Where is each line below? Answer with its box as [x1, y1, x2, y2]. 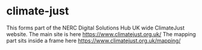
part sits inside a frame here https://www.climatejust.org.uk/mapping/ [6, 37, 181, 44]
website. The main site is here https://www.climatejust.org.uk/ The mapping [6, 30, 197, 37]
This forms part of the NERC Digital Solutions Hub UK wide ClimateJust [6, 24, 185, 31]
